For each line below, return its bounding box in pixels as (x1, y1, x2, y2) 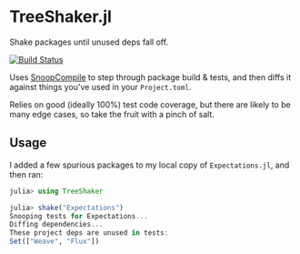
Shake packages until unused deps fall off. (9, 36, 169, 47)
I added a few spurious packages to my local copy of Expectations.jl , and (9, 159, 290, 170)
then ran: (9, 168, 44, 179)
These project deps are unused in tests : (9, 229, 169, 238)
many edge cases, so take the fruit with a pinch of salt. (9, 108, 215, 119)
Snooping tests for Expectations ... (9, 211, 148, 220)
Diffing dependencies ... (9, 220, 104, 229)
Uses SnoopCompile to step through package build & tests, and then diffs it (9, 71, 292, 83)
